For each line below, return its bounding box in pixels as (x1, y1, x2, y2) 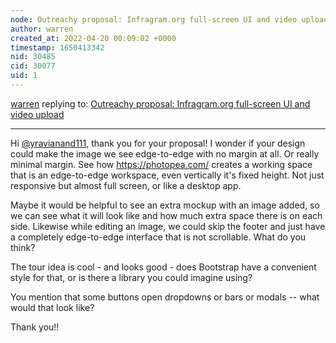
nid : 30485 (10, 52, 56, 62)
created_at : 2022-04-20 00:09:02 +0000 (10, 33, 177, 43)
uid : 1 (10, 71, 38, 81)
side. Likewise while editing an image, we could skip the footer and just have (10, 220, 326, 232)
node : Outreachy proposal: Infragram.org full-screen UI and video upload (10, 14, 329, 25)
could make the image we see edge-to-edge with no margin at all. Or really (10, 147, 320, 160)
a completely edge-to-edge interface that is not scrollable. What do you (10, 231, 307, 243)
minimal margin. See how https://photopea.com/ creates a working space (10, 158, 313, 170)
